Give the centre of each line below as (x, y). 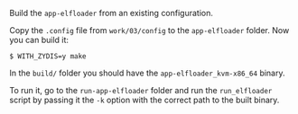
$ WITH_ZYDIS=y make (48, 57)
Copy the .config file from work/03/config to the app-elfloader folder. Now (149, 30)
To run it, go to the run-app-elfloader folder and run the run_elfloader (141, 90)
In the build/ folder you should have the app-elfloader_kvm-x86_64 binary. (147, 73)
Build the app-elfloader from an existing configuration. (112, 13)
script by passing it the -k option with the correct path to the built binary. (144, 100)
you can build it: (39, 40)
